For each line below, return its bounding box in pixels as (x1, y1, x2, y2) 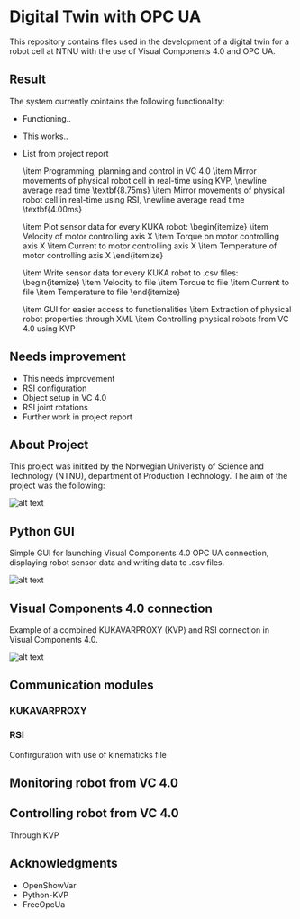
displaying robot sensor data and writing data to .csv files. (9, 557, 225, 568)
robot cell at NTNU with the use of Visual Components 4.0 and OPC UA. (9, 45, 277, 56)
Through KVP (9, 830, 59, 841)
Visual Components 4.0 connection (9, 600, 214, 616)
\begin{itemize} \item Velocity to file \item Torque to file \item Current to (22, 276, 290, 287)
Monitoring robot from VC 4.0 (9, 776, 178, 790)
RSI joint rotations (22, 401, 88, 412)
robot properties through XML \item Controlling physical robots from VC (22, 313, 290, 324)
